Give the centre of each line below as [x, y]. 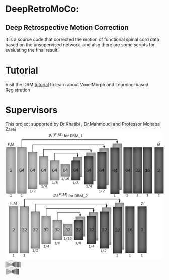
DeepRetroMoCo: [42, 9]
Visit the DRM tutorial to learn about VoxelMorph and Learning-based [77, 84]
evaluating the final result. [32, 50]
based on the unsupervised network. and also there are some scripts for [80, 45]
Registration [18, 90]
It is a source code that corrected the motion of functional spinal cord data [82, 39]
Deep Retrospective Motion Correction [67, 27]
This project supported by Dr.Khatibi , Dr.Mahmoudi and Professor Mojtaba [82, 124]
